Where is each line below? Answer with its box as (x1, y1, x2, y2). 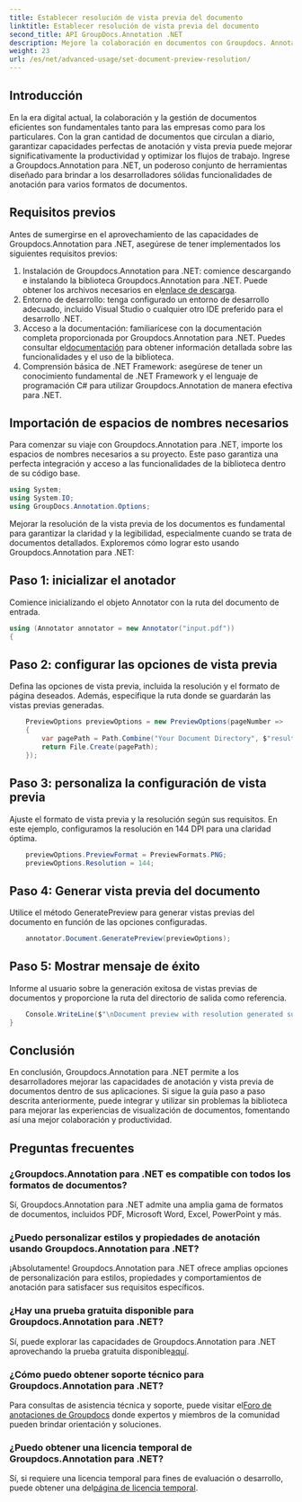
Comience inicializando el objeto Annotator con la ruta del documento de (9, 597, 280, 608)
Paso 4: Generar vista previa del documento (9, 883, 261, 899)
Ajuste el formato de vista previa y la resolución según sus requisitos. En (9, 813, 278, 824)
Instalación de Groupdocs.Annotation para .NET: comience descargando (22, 265, 292, 276)
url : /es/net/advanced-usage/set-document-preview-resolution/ (9, 55, 252, 64)
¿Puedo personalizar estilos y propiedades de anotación (9, 1231, 261, 1244)
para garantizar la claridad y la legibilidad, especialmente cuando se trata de (9, 528, 292, 539)
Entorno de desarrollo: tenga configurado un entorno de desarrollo (22, 294, 270, 305)
